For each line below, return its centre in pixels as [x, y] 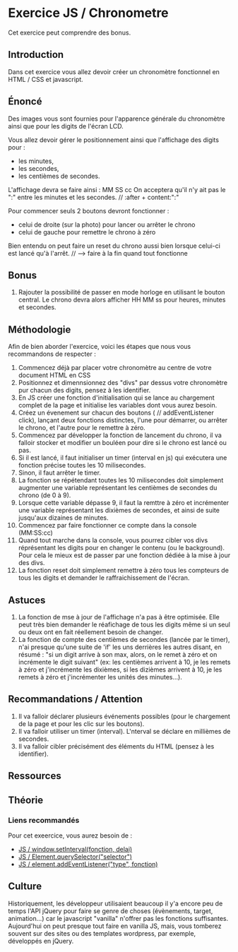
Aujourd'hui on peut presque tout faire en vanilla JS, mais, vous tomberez [115, 926]
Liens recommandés [44, 820]
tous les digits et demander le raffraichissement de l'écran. [104, 578]
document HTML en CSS [54, 375]
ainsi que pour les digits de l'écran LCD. [66, 126]
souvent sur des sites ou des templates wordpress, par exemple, [102, 933]
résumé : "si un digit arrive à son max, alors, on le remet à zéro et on [118, 654]
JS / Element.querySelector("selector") [75, 857]
